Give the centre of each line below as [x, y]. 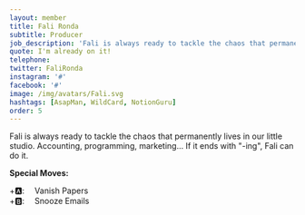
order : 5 [26, 111]
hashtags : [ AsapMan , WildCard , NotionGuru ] [93, 102]
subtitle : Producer [46, 34]
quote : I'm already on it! [60, 52]
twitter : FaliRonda [46, 69]
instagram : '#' [38, 77]
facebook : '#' [36, 85]
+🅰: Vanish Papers [49, 191]
